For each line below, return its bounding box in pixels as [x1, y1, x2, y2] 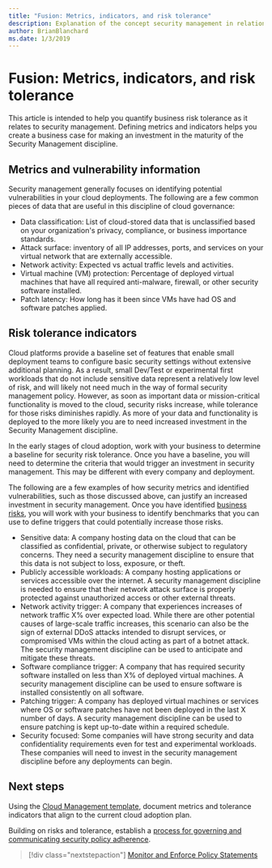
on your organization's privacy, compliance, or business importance [19, 226, 247, 235]
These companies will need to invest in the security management [19, 747, 237, 757]
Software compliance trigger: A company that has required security [19, 662, 245, 671]
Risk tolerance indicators [8, 326, 138, 340]
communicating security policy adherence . [8, 834, 151, 844]
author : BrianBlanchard [8, 27, 89, 35]
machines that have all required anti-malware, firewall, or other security [19, 277, 259, 287]
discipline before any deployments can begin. [19, 756, 172, 766]
